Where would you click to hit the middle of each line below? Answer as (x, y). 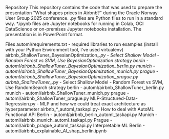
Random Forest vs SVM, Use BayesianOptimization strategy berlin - (77, 60)
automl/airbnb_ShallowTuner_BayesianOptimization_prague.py (72, 77)
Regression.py (20, 104)
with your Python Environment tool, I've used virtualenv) (65, 50)
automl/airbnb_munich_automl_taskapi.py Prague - (59, 120)
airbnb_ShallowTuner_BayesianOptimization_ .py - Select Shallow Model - (82, 55)
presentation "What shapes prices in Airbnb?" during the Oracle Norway (81, 13)
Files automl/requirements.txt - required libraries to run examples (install (81, 44)
